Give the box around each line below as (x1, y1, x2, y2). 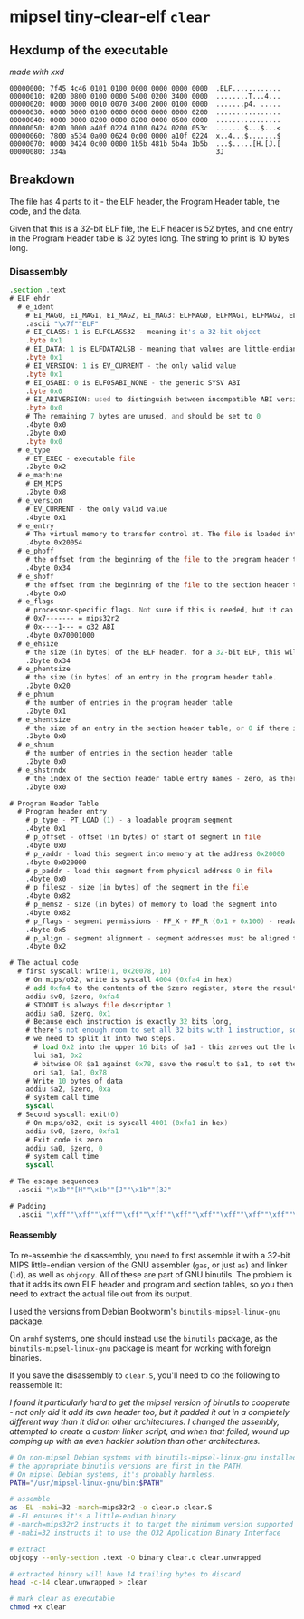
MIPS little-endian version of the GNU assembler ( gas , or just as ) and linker (9, 1259, 288, 1270)
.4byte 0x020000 (25, 858, 88, 867)
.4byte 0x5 (25, 925, 67, 934)
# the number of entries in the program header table (25, 698, 233, 708)
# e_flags (17, 597, 54, 606)
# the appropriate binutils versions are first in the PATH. (9, 1461, 245, 1470)
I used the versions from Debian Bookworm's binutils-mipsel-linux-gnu (9, 1306, 281, 1316)
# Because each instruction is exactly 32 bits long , (25, 1017, 233, 1026)
